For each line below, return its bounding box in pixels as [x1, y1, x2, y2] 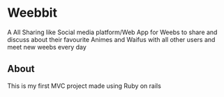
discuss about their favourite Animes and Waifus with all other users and [7, 35, 216, 43]
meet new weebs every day [7, 43, 87, 51]
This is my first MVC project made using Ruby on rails [7, 82, 162, 90]
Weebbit [7, 5, 58, 21]
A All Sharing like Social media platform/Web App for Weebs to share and [7, 28, 218, 36]
